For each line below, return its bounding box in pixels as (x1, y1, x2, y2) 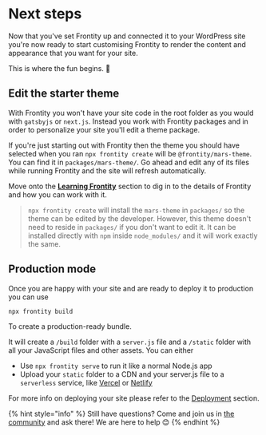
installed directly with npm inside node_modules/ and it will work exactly (27, 231, 258, 240)
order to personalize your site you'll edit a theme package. (8, 125, 200, 134)
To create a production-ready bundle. (8, 321, 132, 331)
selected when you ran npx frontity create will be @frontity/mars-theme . (8, 148, 252, 158)
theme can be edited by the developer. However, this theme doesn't (27, 213, 252, 223)
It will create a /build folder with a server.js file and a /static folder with (8, 337, 252, 346)
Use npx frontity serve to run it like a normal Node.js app (19, 361, 213, 370)
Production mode (8, 263, 97, 276)
